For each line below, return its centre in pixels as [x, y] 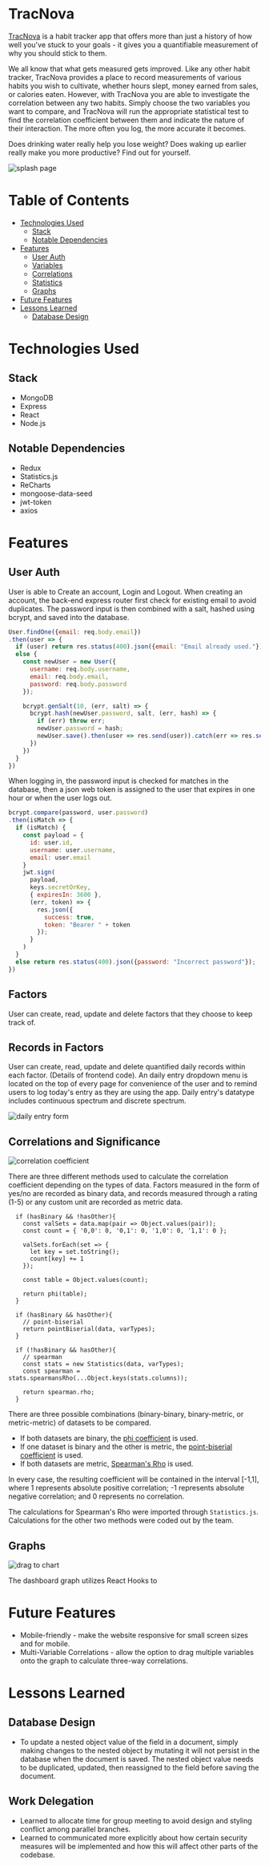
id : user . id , [51, 842]
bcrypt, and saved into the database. [69, 617]
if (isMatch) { [41, 828]
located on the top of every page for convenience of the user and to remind [133, 1084]
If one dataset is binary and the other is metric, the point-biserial [126, 1447]
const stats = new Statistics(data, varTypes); [103, 1365]
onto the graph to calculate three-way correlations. [104, 1661]
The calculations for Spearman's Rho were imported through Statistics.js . [133, 1512]
